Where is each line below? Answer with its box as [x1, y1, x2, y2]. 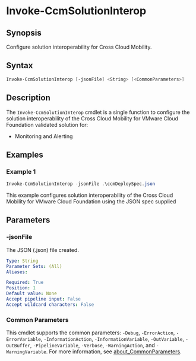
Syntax [6, 60, 33, 71]
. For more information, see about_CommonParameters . [46, 348, 182, 355]
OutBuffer [6, 343, 31, 349]
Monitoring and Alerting [14, 132, 73, 140]
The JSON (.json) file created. [6, 246, 79, 253]
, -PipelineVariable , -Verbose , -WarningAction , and [30, 342, 156, 349]
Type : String [6, 258, 39, 264]
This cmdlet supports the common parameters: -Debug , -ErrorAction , [6, 329, 175, 336]
